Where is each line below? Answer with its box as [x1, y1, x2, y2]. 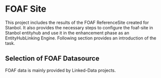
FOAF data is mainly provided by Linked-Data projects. [5, 67, 116, 73]
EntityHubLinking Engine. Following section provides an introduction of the [5, 35, 157, 41]
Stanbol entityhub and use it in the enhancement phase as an [5, 30, 129, 36]
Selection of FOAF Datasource [5, 55, 99, 63]
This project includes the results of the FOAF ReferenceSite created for [5, 19, 149, 25]
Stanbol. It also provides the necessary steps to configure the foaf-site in [5, 24, 154, 30]
